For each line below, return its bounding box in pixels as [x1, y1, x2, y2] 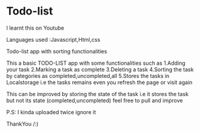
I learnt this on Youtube [6, 24, 65, 31]
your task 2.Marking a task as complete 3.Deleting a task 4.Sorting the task [6, 65, 194, 73]
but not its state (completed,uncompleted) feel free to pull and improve [6, 97, 183, 104]
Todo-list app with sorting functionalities [6, 47, 107, 55]
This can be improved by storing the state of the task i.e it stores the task [6, 90, 189, 97]
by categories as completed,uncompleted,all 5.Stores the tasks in [6, 72, 170, 79]
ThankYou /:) [6, 120, 39, 128]
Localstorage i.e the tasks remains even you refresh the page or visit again [6, 79, 193, 86]
